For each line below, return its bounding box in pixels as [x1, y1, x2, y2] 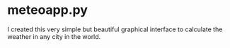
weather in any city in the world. [7, 32, 101, 40]
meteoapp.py [7, 2, 88, 18]
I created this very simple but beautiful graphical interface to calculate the [7, 25, 223, 33]
